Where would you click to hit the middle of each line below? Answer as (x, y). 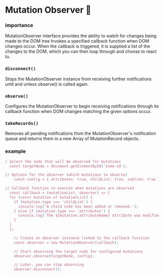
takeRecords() (22, 124)
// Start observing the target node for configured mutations (78, 252)
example (15, 151)
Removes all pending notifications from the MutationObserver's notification (81, 134)
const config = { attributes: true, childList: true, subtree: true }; (88, 180)
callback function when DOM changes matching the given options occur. (78, 112)
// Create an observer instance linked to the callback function (82, 238)
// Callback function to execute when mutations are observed (70, 188)
